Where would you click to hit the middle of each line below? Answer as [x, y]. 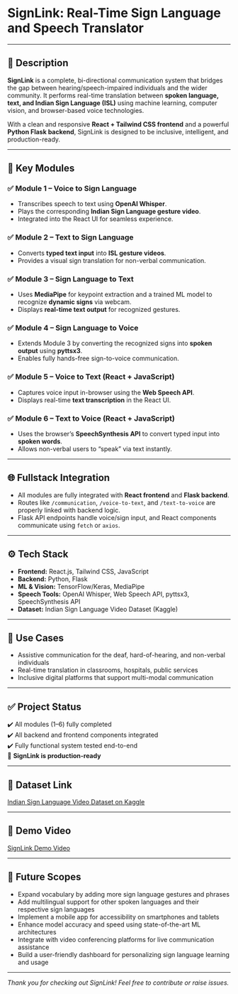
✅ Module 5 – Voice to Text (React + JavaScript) [91, 377]
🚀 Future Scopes [44, 877]
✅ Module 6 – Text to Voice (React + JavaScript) [91, 418]
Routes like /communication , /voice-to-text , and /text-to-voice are [117, 502]
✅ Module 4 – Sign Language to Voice [73, 328]
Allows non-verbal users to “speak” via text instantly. [95, 448]
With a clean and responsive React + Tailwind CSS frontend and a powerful [118, 124]
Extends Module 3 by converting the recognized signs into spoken [115, 343]
